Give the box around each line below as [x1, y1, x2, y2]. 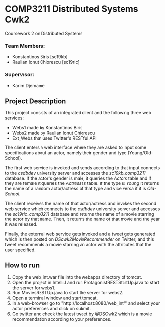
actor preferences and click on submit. [12, 306, 91, 312]
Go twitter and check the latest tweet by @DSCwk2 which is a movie [12, 311, 152, 317]
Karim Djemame [12, 82, 45, 88]
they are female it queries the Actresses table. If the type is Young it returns [5, 181, 159, 186]
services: [5, 115, 24, 121]
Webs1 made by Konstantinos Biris [12, 125, 82, 131]
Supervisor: [5, 72, 35, 78]
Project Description [5, 97, 66, 105]
